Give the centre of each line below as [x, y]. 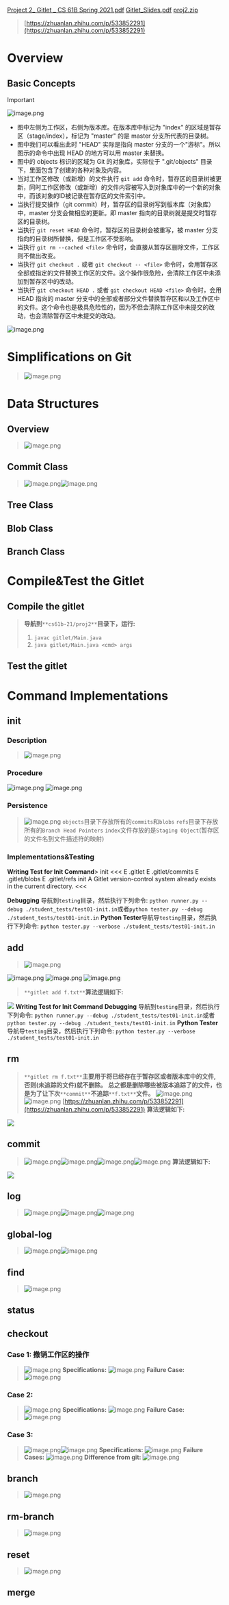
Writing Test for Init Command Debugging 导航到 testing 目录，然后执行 [118, 1006]
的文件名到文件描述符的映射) [64, 838]
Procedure [25, 773]
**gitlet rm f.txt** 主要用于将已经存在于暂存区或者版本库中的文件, [120, 1076]
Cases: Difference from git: [82, 1457]
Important [21, 100]
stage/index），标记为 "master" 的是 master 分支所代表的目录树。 [121, 136]
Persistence [27, 806]
